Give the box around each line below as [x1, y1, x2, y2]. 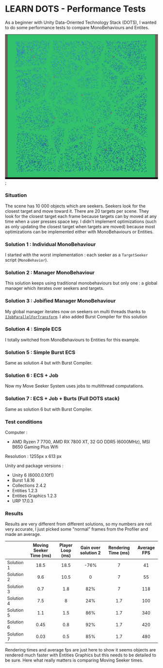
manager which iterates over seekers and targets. [5, 285, 104, 291]
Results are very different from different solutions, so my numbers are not [5, 521, 152, 527]
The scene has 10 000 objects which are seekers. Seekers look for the [5, 203, 146, 209]
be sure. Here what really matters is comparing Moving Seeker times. [5, 657, 144, 663]
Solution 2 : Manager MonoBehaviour [5, 269, 95, 276]
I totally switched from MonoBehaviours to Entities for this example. [5, 336, 140, 343]
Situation [5, 192, 27, 199]
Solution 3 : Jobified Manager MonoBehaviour [5, 298, 116, 304]
